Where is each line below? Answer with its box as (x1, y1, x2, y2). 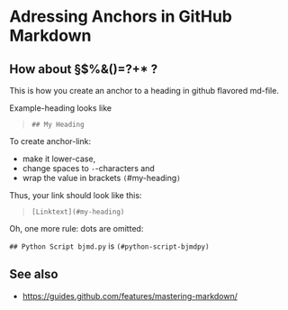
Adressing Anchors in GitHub (9, 6, 232, 27)
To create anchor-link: (9, 136, 92, 146)
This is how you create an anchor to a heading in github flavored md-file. (9, 86, 279, 96)
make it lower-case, (22, 153, 96, 164)
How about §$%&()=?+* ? (9, 61, 158, 77)
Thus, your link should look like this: (9, 190, 142, 200)
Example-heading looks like (9, 103, 112, 114)
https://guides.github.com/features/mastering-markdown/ (22, 290, 238, 301)
